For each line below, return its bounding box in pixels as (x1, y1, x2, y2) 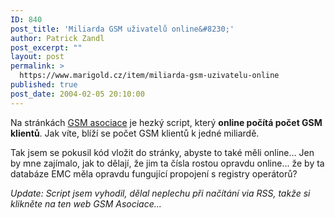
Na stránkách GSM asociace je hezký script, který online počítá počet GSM (10, 116, 323, 128)
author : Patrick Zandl (10, 33, 105, 43)
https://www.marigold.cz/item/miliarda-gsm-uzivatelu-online (19, 71, 280, 81)
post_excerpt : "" (10, 42, 83, 53)
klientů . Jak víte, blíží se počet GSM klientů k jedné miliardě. (10, 127, 260, 139)
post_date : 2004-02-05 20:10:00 (10, 89, 145, 99)
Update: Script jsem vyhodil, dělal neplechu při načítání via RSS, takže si (10, 187, 311, 199)
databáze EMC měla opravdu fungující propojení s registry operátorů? (10, 167, 298, 180)
